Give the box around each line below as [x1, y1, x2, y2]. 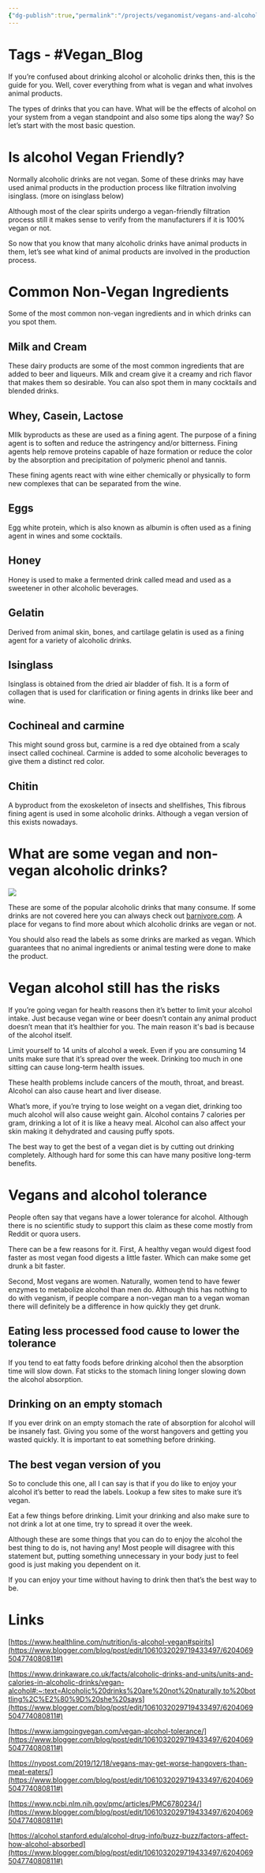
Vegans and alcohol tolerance [8, 1186, 207, 1204]
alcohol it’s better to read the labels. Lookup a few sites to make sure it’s [8, 1487, 242, 1497]
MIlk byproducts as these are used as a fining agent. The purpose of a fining [8, 430, 257, 440]
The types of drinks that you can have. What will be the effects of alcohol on [8, 103, 256, 113]
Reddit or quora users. [8, 1229, 81, 1238]
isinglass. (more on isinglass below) [8, 191, 125, 200]
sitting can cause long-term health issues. [8, 1062, 145, 1072]
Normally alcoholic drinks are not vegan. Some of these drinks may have [8, 174, 244, 184]
